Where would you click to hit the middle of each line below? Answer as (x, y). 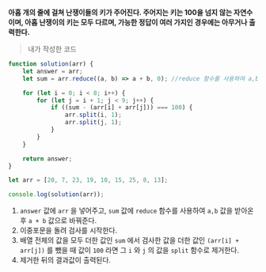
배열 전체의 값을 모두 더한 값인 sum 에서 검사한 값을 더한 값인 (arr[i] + (129, 240)
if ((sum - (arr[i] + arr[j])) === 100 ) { (122, 108)
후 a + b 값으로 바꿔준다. (58, 221)
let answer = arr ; (53, 71)
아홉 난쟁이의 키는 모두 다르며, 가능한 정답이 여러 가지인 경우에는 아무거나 (136, 22)
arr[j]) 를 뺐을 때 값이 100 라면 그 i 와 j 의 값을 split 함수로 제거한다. (129, 250)
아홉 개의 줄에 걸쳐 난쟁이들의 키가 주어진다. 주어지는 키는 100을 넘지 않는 (120, 12)
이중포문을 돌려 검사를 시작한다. (68, 230)
